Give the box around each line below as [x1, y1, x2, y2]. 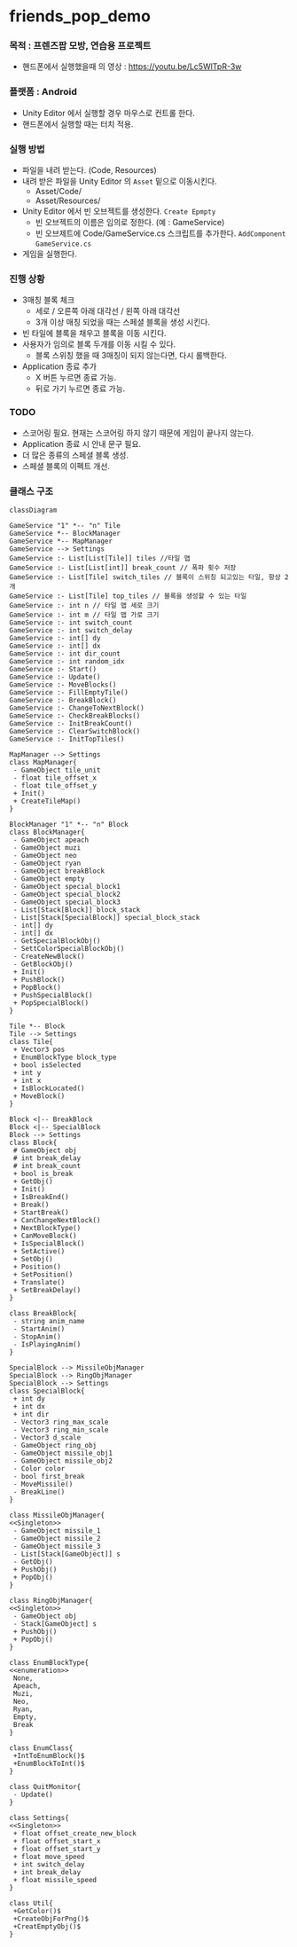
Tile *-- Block [9, 1022, 66, 1031]
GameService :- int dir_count [9, 649, 121, 658]
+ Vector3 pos [12, 1045, 66, 1054]
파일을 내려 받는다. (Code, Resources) [21, 165, 157, 176]
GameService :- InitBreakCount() [9, 718, 133, 728]
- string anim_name [12, 1316, 86, 1325]
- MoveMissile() [12, 1480, 74, 1488]
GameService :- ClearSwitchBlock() [9, 726, 141, 735]
